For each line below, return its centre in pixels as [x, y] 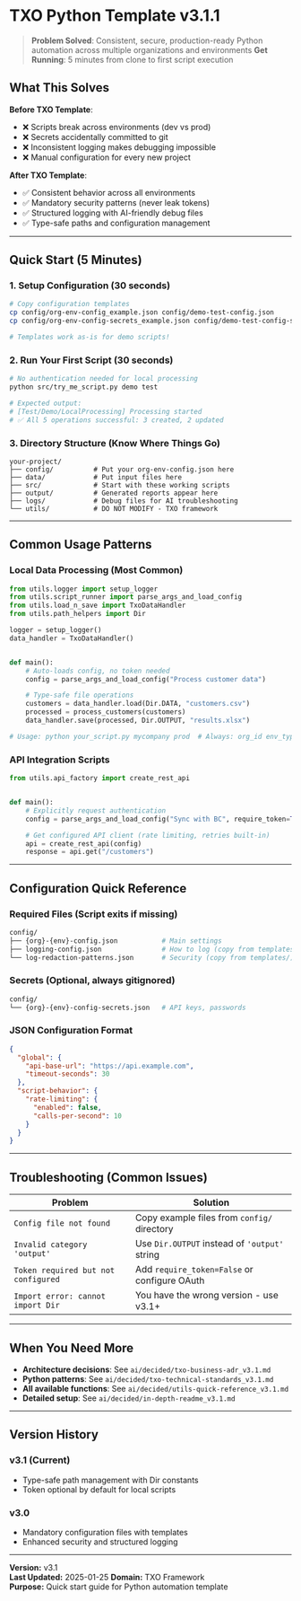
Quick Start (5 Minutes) [76, 260]
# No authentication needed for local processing [104, 379]
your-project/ [36, 462]
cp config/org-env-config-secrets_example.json [100, 321]
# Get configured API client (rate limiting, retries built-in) [148, 835]
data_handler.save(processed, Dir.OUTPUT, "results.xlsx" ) [138, 721]
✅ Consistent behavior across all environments [108, 192]
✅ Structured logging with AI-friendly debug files [112, 213]
